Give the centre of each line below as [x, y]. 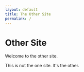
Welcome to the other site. [32, 56]
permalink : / [18, 18]
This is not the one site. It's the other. [42, 66]
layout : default [21, 9]
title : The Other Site [28, 14]
